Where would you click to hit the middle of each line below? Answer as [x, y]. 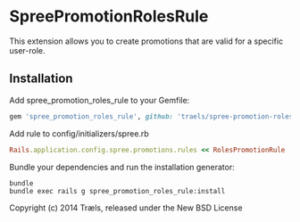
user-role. [28, 50]
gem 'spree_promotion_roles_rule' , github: [92, 116]
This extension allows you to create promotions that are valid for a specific [146, 41]
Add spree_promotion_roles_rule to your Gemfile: [100, 100]
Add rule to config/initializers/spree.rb [79, 133]
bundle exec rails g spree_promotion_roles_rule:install [117, 191]
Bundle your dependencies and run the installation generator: [122, 167]
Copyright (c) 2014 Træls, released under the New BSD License [126, 208]
